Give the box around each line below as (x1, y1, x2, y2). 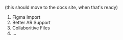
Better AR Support (12, 20, 51, 25)
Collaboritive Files (12, 25, 51, 31)
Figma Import (12, 14, 41, 20)
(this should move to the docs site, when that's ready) (5, 5, 118, 10)
